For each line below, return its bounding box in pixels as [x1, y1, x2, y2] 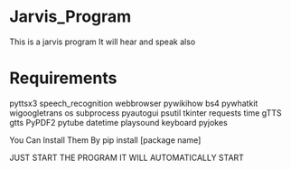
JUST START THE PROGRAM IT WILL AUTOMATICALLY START [9, 152, 244, 163]
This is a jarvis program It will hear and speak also [9, 36, 196, 47]
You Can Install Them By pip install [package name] [9, 134, 202, 146]
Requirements [9, 68, 117, 89]
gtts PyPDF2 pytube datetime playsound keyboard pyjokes [9, 117, 228, 127]
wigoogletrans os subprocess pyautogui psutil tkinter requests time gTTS [9, 107, 282, 118]
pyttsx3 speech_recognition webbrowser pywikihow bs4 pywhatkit [9, 98, 258, 109]
